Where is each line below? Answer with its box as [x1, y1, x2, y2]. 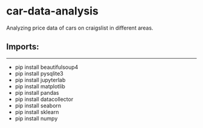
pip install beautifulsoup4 [14, 63, 79, 71]
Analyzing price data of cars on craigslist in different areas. [6, 24, 153, 31]
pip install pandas [14, 89, 59, 96]
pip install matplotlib [14, 83, 65, 90]
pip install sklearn [14, 108, 59, 115]
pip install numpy [14, 115, 58, 122]
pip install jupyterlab [14, 76, 66, 83]
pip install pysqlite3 [14, 69, 63, 77]
